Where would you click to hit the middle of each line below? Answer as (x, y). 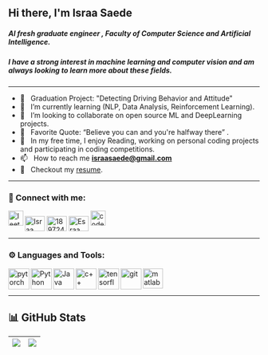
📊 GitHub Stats (47, 317)
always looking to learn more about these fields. (91, 70)
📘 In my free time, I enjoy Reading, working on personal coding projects (139, 140)
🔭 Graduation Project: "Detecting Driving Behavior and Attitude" (126, 98)
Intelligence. (30, 41)
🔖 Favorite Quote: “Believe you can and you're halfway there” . (124, 132)
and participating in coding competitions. (87, 149)
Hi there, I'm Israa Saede (71, 13)
